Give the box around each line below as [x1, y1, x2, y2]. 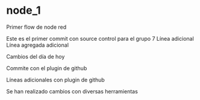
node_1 [6, 4, 41, 17]
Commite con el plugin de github [6, 64, 87, 72]
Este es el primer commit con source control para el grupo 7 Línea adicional [6, 35, 194, 42]
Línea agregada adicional [6, 41, 69, 49]
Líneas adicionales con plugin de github [6, 76, 105, 83]
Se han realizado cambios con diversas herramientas [6, 87, 139, 95]
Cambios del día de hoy [6, 53, 65, 60]
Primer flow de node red [6, 23, 67, 31]
